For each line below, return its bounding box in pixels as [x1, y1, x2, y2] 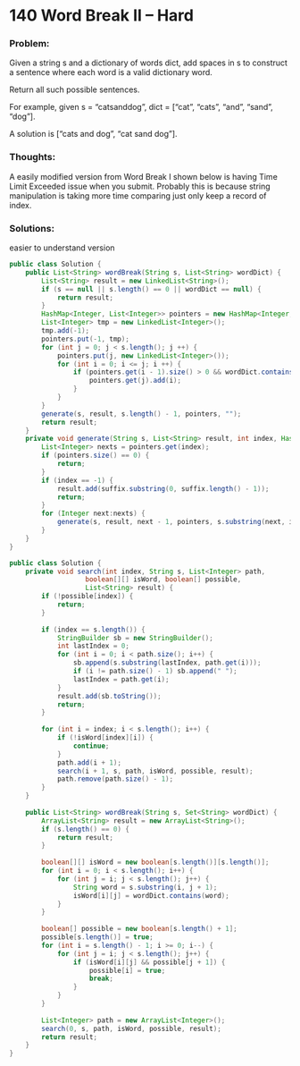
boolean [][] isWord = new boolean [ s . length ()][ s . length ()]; [41, 858, 270, 867]
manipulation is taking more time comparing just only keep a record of [9, 190, 267, 201]
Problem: [9, 38, 50, 50]
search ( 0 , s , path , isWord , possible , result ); [41, 1024, 221, 1033]
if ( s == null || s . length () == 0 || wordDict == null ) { [41, 284, 262, 293]
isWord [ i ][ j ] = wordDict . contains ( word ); [72, 891, 229, 900]
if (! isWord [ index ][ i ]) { [56, 733, 154, 742]
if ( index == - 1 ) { [41, 476, 114, 485]
